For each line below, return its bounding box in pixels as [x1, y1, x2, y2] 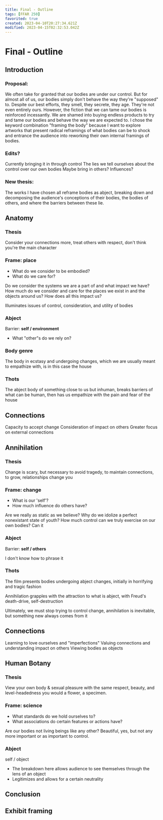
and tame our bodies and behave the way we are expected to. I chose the [5, 117, 153, 123]
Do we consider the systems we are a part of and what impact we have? [5, 283, 150, 288]
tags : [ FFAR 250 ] [5, 12, 40, 17]
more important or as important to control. [5, 733, 90, 739]
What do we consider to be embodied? [12, 268, 90, 274]
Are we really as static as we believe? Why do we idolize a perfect [5, 512, 137, 518]
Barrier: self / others [5, 546, 46, 552]
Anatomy [5, 214, 34, 222]
